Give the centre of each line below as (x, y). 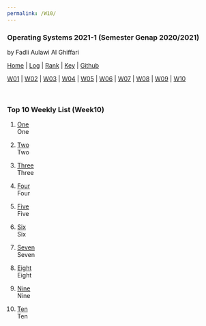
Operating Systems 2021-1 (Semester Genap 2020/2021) (103, 37)
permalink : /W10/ (32, 13)
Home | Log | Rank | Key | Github (53, 65)
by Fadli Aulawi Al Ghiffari (43, 52)
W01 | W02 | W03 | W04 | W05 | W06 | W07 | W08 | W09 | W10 (97, 79)
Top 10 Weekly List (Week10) (56, 109)
